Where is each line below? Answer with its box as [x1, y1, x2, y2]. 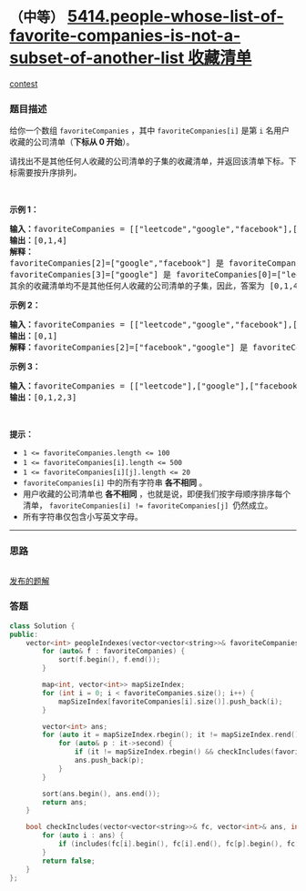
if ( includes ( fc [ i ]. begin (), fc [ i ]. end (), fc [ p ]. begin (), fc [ [57, 839, 300, 849]
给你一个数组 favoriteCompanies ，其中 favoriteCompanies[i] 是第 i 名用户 [9, 125, 290, 137]
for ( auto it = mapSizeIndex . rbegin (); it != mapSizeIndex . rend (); [42, 730, 303, 740]
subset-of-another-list [9, 47, 185, 68]
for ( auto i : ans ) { [42, 831, 125, 840]
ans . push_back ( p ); [74, 756, 145, 765]
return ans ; [42, 797, 88, 806]
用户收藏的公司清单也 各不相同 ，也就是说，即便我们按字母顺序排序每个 [22, 489, 291, 500]
